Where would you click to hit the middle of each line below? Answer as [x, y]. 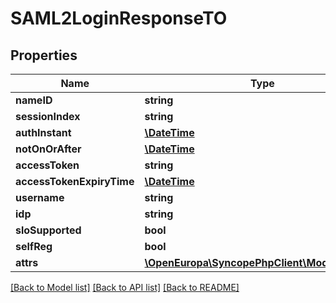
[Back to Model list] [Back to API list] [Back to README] [125, 287]
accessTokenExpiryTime [75, 181]
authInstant [43, 132]
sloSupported [48, 230]
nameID [34, 100]
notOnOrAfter [48, 149]
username [40, 197]
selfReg [34, 246]
